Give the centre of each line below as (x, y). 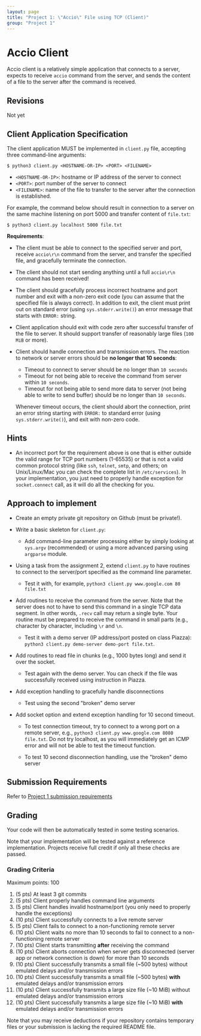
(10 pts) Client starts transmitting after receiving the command (92, 945)
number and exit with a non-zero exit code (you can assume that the (100, 296)
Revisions (25, 100)
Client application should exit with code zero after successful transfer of (104, 327)
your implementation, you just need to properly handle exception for (99, 478)
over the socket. (35, 662)
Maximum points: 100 (33, 883)
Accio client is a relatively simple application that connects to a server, (93, 69)
